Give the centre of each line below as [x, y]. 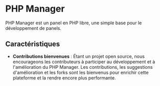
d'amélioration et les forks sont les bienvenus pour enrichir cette [81, 72]
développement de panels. [33, 28]
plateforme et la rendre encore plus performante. [64, 78]
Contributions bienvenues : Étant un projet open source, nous [78, 56]
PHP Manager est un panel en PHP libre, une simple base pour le [74, 23]
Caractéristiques [33, 44]
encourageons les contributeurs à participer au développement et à [84, 62]
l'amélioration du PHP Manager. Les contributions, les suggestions [83, 67]
